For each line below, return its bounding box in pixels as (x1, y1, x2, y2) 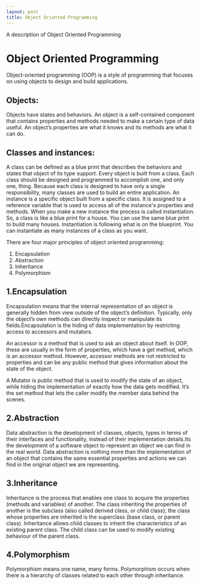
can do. (6, 130, 25, 138)
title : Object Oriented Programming (6, 14, 98, 20)
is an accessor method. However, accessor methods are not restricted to (6, 352, 186, 359)
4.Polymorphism (6, 549, 70, 560)
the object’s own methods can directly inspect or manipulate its (6, 315, 163, 322)
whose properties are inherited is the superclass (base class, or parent (6, 513, 181, 520)
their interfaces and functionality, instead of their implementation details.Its (6, 435, 191, 442)
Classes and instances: (6, 147, 95, 157)
